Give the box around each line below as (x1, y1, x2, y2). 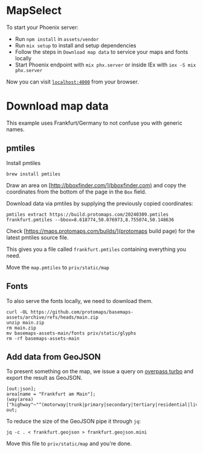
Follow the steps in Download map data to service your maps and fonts (14, 48, 188, 55)
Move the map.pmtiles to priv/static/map (6, 264, 110, 271)
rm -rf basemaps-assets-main (6, 335, 80, 342)
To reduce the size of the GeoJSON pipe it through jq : (6, 418, 141, 425)
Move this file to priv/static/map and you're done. (6, 440, 132, 448)
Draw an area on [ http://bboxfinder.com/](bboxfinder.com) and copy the (6, 181, 186, 189)
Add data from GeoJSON (6, 351, 101, 362)
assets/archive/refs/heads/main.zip (6, 314, 98, 321)
